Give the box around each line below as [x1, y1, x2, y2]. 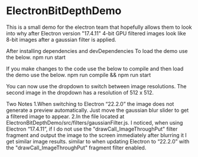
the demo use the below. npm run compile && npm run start [6, 71, 151, 78]
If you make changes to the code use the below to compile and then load [6, 65, 184, 72]
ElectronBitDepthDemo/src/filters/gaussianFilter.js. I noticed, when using [6, 119, 183, 126]
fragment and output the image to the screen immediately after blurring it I [6, 131, 187, 139]
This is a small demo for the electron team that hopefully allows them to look [6, 24, 192, 31]
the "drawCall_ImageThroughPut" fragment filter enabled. [6, 144, 147, 151]
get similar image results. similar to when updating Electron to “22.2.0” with [6, 138, 190, 145]
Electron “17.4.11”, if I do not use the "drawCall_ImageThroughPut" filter [6, 125, 178, 132]
